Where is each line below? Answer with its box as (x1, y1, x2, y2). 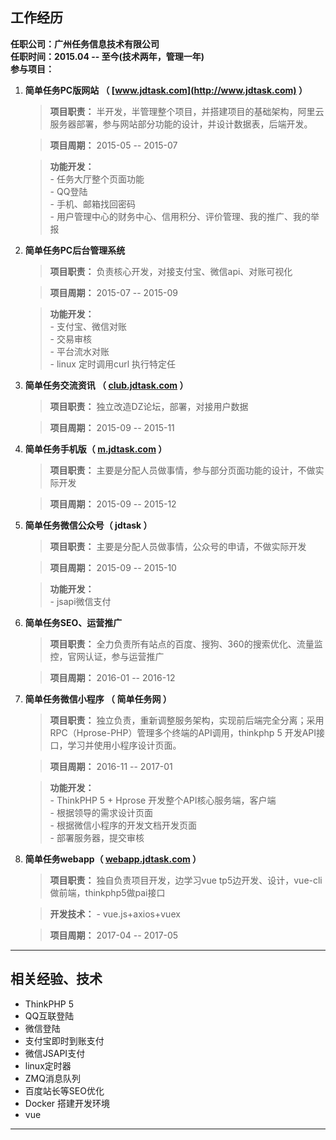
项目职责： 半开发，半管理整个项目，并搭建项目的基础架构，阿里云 (49, 105, 325, 117)
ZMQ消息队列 (24, 1072, 81, 1084)
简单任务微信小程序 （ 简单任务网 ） (24, 693, 172, 705)
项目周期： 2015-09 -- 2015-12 (49, 498, 177, 510)
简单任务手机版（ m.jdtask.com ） (24, 443, 168, 455)
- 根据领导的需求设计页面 (49, 806, 153, 818)
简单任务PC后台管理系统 (24, 244, 126, 256)
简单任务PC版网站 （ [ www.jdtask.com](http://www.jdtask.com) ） (24, 84, 308, 96)
